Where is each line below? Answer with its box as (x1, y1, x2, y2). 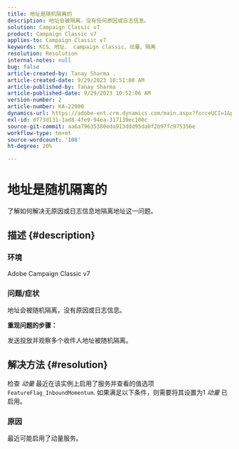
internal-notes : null (7, 57, 72, 64)
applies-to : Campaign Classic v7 (7, 37, 107, 44)
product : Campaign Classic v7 (7, 30, 97, 38)
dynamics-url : (7, 110, 50, 117)
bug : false (7, 63, 40, 70)
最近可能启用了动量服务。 (7, 434, 83, 443)
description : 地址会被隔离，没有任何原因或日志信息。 (7, 17, 150, 24)
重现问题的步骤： (7, 321, 58, 329)
